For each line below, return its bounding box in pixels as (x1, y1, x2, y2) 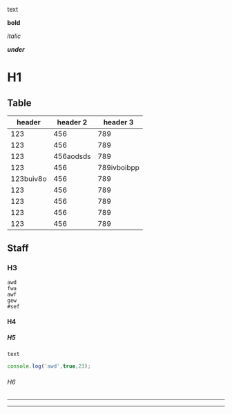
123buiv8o (10, 174, 47, 183)
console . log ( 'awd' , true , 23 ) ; (7, 363, 91, 370)
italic (7, 32, 21, 40)
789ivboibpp (97, 163, 140, 172)
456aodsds (53, 151, 91, 161)
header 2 (57, 117, 88, 126)
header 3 (103, 117, 134, 126)
